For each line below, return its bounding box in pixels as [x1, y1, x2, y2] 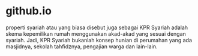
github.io [5, 4, 52, 18]
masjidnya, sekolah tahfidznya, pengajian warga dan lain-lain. [5, 43, 158, 50]
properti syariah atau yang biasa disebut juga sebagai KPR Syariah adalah [5, 24, 188, 31]
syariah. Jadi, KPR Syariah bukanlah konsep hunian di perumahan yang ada [5, 36, 193, 43]
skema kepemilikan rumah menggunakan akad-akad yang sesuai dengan [5, 30, 187, 37]
